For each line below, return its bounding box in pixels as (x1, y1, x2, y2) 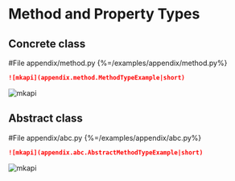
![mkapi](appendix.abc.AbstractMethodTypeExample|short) (8, 148, 204, 157)
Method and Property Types (8, 5, 200, 23)
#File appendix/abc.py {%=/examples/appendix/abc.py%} (8, 133, 202, 142)
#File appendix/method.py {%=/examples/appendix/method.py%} (8, 58, 228, 68)
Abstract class (8, 112, 83, 125)
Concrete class (8, 37, 86, 51)
